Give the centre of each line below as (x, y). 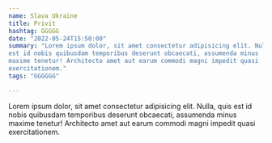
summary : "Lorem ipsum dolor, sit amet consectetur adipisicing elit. (130, 46)
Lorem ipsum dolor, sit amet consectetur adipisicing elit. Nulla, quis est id (130, 106)
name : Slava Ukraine (43, 16)
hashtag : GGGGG (34, 31)
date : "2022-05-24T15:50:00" (57, 38)
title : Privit (32, 23)
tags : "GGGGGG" (34, 76)
